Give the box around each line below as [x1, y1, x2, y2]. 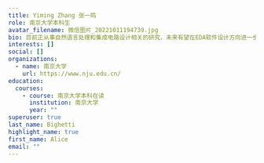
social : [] [8, 48, 44, 56]
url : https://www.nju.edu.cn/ [22, 70, 122, 78]
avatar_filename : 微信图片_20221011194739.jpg [8, 26, 159, 34]
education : [8, 77, 44, 85]
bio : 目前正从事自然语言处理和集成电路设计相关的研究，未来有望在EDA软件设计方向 [8, 33, 241, 42]
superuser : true [8, 114, 61, 121]
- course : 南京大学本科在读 [22, 92, 104, 100]
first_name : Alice [8, 135, 68, 143]
